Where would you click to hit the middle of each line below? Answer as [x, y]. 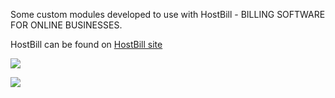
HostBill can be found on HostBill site [86, 44]
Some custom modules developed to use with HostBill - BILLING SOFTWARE [168, 14]
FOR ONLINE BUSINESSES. [66, 25]
